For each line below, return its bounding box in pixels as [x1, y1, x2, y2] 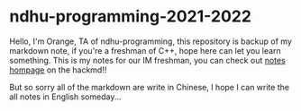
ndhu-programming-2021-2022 [9, 6, 252, 27]
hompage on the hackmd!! [9, 64, 107, 75]
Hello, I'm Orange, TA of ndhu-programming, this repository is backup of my [9, 36, 293, 47]
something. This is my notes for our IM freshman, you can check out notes [9, 55, 286, 65]
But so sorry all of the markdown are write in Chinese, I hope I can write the [9, 81, 290, 92]
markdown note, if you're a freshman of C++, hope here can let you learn [9, 45, 281, 55]
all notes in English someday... [9, 91, 122, 102]
